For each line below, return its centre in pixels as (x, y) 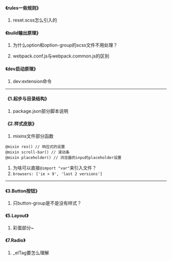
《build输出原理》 (23, 33)
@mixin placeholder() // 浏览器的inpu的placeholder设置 (63, 158)
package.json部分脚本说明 (40, 111)
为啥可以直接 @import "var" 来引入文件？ (55, 168)
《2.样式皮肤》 (21, 124)
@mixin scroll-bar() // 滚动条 (38, 152)
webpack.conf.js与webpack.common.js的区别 (61, 56)
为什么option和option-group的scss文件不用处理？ (65, 45)
